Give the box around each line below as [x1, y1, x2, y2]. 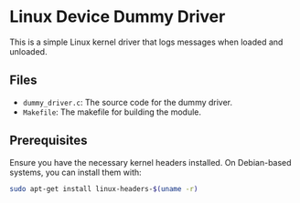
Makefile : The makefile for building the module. [22, 107, 201, 117]
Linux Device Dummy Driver [9, 6, 226, 27]
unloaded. [9, 46, 48, 56]
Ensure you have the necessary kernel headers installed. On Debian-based [9, 157, 292, 167]
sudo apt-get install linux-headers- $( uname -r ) [9, 184, 198, 193]
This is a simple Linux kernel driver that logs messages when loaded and [9, 36, 284, 47]
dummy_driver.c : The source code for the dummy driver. [22, 96, 233, 107]
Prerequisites [9, 133, 88, 148]
